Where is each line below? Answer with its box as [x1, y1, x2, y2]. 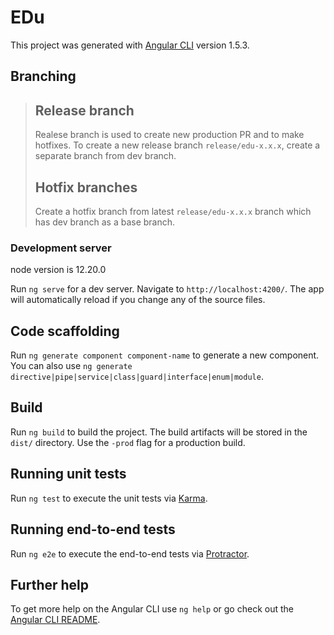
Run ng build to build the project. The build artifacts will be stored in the [10, 426, 308, 438]
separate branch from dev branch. [34, 150, 177, 162]
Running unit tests [10, 466, 127, 483]
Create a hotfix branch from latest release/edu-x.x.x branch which [34, 205, 312, 217]
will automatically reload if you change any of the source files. [10, 294, 266, 306]
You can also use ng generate [10, 360, 133, 372]
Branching [10, 68, 77, 85]
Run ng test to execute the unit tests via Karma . [10, 492, 208, 504]
